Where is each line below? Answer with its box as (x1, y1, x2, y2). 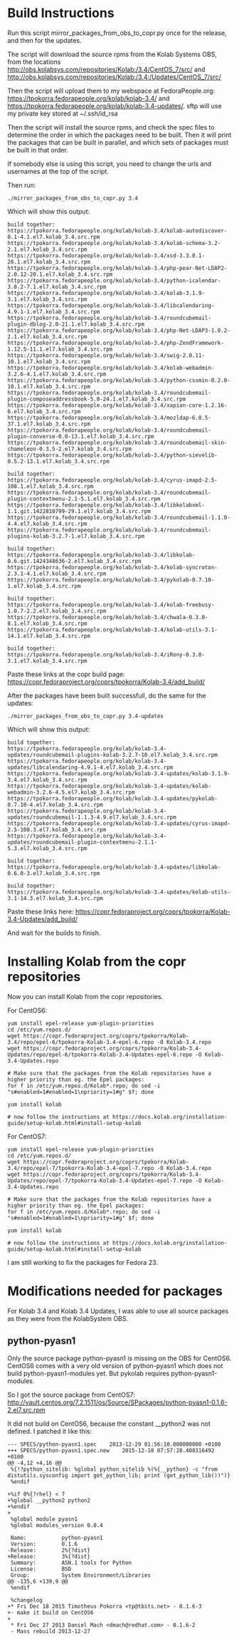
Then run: (7, 180, 36, 190)
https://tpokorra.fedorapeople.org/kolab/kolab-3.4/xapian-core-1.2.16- (7, 401, 228, 409)
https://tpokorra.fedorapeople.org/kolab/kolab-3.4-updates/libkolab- (7, 864, 221, 871)
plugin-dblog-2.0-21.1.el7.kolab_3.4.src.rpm (7, 321, 144, 328)
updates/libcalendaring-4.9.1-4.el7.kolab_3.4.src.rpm (7, 764, 174, 771)
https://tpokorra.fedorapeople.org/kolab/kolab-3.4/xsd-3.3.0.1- (7, 252, 205, 259)
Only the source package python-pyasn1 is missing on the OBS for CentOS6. (7, 1354, 232, 1362)
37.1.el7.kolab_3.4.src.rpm (7, 420, 91, 428)
